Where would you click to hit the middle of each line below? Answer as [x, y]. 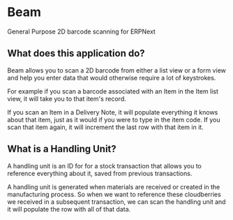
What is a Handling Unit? [62, 149]
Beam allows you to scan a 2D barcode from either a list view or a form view [117, 70]
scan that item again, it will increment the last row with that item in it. [105, 127]
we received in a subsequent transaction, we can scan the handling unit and [116, 201]
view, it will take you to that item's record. [67, 98]
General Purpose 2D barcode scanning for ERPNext [81, 31]
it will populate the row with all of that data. [69, 209]
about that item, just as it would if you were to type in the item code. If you [114, 119]
